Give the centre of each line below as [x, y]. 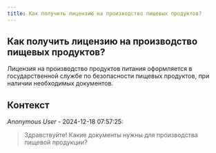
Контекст [28, 105]
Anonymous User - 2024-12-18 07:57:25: [65, 122]
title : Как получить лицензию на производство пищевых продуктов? [105, 13]
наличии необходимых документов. [60, 83]
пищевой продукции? [56, 143]
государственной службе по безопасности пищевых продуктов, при [108, 76]
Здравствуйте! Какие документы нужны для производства [111, 135]
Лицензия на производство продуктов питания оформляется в [100, 69]
